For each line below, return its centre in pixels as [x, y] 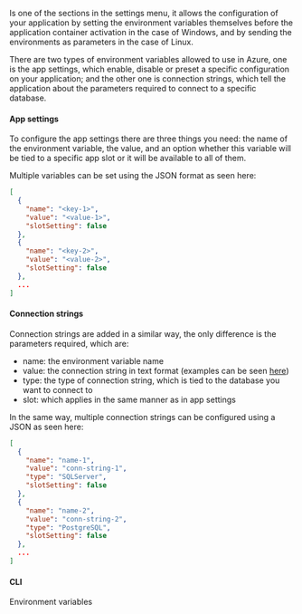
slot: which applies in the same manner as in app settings [129, 399]
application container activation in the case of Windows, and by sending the [151, 32]
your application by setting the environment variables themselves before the [151, 23]
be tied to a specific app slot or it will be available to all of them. [128, 158]
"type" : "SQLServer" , [66, 477]
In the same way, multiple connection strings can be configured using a [142, 417]
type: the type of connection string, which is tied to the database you [151, 380]
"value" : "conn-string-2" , [76, 519]
